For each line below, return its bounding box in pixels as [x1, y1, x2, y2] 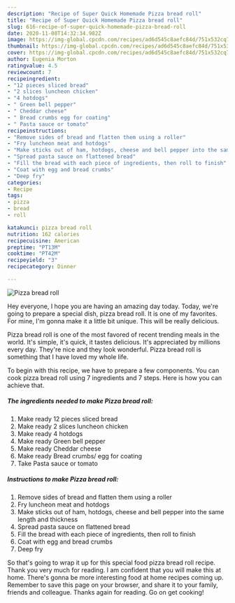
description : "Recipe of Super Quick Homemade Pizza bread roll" [7, 10, 201, 17]
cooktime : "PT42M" [7, 250, 61, 257]
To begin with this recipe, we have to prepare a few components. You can [7, 366, 220, 375]
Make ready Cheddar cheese [17, 444, 101, 453]
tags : [7, 192, 23, 199]
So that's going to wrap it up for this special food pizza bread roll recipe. [7, 558, 215, 567]
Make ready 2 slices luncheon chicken [17, 422, 129, 430]
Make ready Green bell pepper [17, 437, 106, 445]
